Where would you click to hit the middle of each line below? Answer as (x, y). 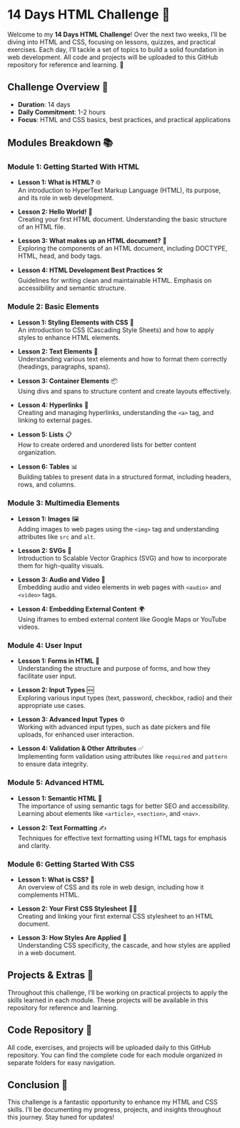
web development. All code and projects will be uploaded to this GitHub (113, 57)
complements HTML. (49, 894)
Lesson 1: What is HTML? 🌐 (59, 182)
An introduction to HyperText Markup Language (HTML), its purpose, (119, 190)
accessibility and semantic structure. (72, 288)
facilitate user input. (47, 676)
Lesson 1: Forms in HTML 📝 (59, 661)
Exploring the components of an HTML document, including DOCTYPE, (122, 249)
